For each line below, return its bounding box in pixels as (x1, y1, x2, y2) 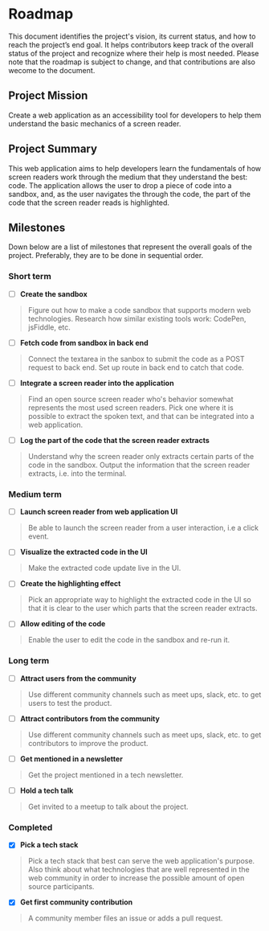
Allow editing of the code (19, 619, 106, 629)
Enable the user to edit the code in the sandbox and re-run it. (27, 635, 230, 645)
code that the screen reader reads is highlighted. (8, 198, 170, 207)
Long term (8, 655, 50, 666)
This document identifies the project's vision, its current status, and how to (8, 31, 256, 41)
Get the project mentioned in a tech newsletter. (27, 769, 184, 780)
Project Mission (8, 89, 88, 103)
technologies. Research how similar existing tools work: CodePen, (27, 314, 247, 323)
